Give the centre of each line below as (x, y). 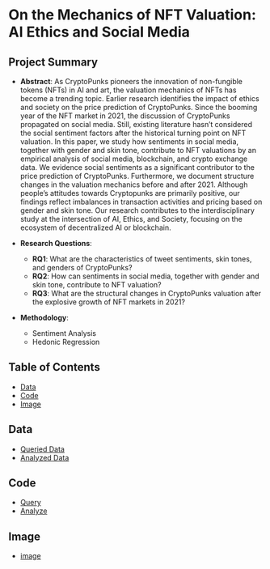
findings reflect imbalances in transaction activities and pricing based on (141, 202)
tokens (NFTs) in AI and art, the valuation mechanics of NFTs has (128, 90)
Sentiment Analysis (64, 333)
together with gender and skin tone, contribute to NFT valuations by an (138, 150)
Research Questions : (56, 243)
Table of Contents (55, 367)
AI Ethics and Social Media (99, 32)
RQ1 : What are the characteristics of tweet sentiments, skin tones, (142, 259)
